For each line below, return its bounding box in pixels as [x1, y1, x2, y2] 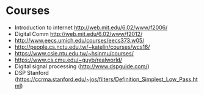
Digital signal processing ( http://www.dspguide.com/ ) [14, 62, 150, 70]
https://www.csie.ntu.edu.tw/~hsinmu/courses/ [14, 49, 134, 57]
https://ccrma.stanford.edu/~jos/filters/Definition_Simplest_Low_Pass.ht [16, 76, 198, 83]
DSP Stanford [14, 69, 49, 76]
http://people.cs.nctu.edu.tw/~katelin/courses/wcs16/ [14, 43, 150, 51]
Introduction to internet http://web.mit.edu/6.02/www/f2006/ [14, 24, 168, 31]
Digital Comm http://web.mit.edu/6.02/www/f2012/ [14, 30, 143, 37]
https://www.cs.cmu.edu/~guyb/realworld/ [14, 56, 123, 63]
